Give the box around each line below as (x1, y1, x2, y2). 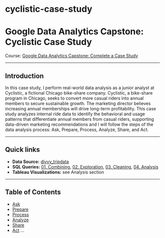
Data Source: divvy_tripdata (12, 159, 69, 165)
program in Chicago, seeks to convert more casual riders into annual (5, 95, 144, 101)
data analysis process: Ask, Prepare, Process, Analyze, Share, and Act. (5, 127, 149, 133)
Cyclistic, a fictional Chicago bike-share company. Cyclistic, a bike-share (5, 90, 153, 96)
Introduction (5, 71, 44, 80)
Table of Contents (5, 188, 61, 197)
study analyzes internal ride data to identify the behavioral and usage (5, 111, 145, 117)
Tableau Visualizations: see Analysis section (12, 169, 104, 175)
